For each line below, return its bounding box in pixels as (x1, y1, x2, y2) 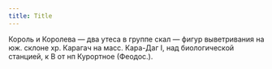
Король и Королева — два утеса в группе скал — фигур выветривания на (8, 34, 265, 44)
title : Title (8, 11, 53, 20)
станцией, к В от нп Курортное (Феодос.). (8, 51, 153, 61)
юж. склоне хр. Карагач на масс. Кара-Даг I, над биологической (8, 42, 235, 53)
